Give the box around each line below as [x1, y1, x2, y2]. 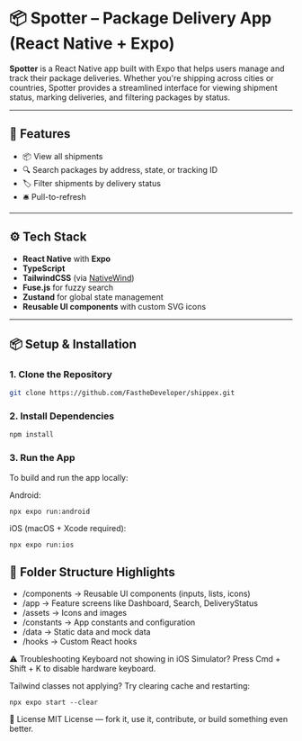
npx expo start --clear [9, 698, 99, 708]
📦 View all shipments [22, 150, 103, 161]
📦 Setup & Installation [9, 336, 138, 352]
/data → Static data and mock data [22, 627, 151, 637]
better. [9, 723, 34, 735]
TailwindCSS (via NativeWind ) [22, 272, 135, 283]
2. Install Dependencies [9, 410, 115, 422]
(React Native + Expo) [9, 33, 175, 54]
